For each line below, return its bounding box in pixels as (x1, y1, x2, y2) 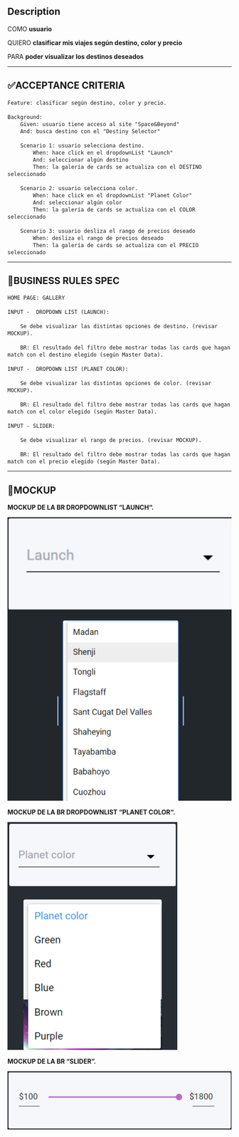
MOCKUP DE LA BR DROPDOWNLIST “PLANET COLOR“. (7, 808, 176, 817)
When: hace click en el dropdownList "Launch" (33, 149, 174, 156)
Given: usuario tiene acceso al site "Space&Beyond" (20, 120, 180, 127)
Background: (7, 113, 43, 120)
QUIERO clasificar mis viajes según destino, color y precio (7, 38, 183, 47)
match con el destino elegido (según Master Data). (7, 352, 164, 359)
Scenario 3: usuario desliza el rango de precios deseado (20, 227, 196, 234)
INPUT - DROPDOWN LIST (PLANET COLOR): (7, 366, 129, 373)
